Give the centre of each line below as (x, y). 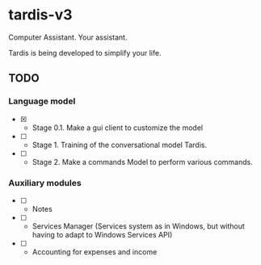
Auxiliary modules (45, 183)
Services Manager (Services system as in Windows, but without (138, 226)
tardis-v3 (40, 15)
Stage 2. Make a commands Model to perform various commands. (142, 162)
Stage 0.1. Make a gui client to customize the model (118, 128)
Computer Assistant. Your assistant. (68, 37)
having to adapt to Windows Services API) (102, 234)
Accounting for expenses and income (95, 251)
